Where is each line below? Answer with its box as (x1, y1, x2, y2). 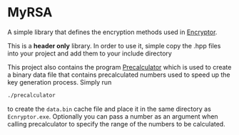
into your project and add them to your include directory (7, 49, 173, 58)
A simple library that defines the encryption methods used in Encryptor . (7, 28, 218, 36)
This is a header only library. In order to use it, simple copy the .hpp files (7, 41, 221, 50)
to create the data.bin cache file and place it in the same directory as (7, 104, 212, 113)
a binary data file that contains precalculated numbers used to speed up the (7, 70, 230, 79)
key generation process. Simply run (7, 77, 112, 86)
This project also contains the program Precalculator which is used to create (7, 63, 232, 71)
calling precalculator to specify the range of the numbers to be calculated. (7, 119, 226, 128)
